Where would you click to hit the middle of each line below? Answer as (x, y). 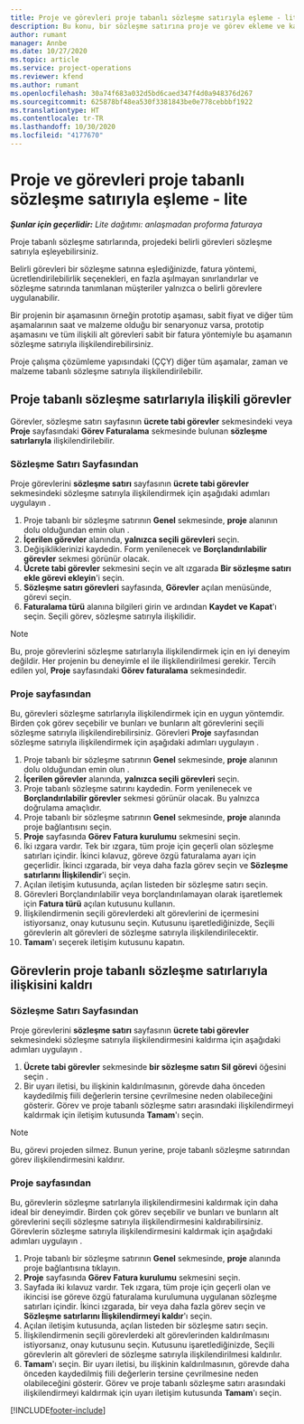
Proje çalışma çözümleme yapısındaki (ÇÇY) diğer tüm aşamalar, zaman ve (149, 361)
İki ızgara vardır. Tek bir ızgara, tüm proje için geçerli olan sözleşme (148, 847)
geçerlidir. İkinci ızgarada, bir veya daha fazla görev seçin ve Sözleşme (156, 866)
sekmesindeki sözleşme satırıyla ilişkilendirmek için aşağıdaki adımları (140, 492)
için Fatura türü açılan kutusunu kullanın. (99, 904)
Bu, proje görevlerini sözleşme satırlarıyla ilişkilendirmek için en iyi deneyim (150, 651)
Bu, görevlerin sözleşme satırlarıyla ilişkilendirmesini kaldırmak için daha (144, 1203)
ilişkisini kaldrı (51, 984)
